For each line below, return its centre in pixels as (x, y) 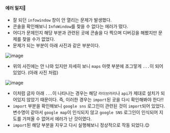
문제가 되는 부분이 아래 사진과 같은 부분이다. (56, 45)
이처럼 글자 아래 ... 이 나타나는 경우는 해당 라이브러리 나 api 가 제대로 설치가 (86, 93)
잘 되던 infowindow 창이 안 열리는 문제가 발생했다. (62, 20)
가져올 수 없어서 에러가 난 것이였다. (57, 119)
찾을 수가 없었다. (39, 39)
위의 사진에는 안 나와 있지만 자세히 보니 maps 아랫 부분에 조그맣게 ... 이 (83, 66)
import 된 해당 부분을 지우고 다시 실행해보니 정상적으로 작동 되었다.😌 (81, 125)
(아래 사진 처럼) (43, 73)
